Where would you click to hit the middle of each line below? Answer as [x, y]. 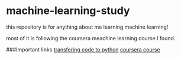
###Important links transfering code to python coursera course [83, 49]
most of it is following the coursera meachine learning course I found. [91, 38]
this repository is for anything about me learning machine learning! [87, 27]
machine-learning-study [68, 11]
